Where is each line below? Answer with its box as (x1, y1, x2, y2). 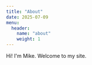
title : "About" (6, 8, 43, 15)
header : (11, 25, 30, 31)
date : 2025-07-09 (6, 14, 49, 20)
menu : (6, 19, 19, 25)
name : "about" (16, 31, 51, 37)
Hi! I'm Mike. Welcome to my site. (6, 53, 87, 59)
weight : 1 (16, 36, 41, 42)
